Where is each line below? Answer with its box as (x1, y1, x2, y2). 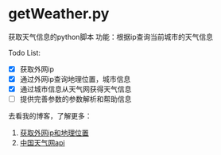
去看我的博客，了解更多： (8, 111, 92, 121)
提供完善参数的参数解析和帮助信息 (19, 95, 132, 104)
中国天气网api (19, 138, 65, 148)
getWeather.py (8, 5, 110, 23)
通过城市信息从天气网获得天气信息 (19, 84, 132, 94)
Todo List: (8, 48, 41, 57)
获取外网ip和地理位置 (19, 128, 89, 138)
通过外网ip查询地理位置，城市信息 (19, 75, 131, 83)
